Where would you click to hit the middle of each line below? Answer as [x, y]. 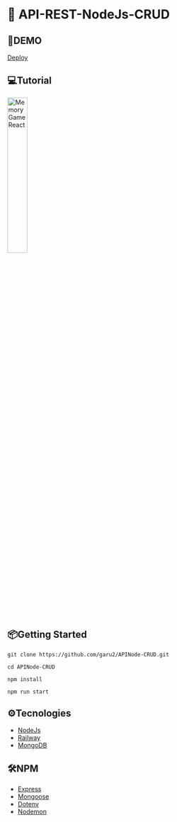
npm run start [28, 692]
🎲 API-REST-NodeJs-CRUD [88, 15]
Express [29, 789]
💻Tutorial [29, 81]
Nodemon [32, 812]
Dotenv [28, 804]
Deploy [18, 57]
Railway [29, 738]
